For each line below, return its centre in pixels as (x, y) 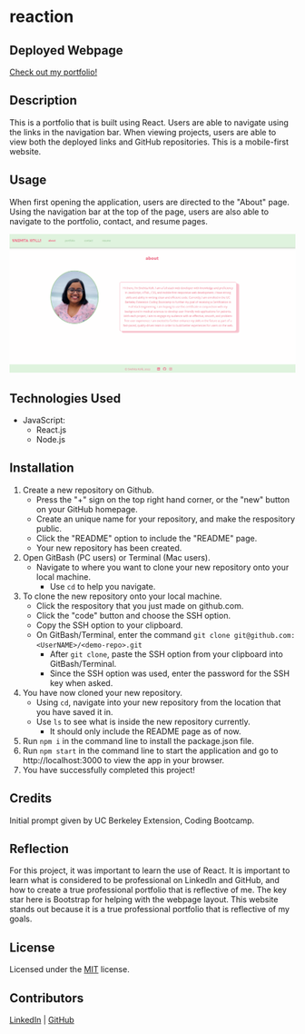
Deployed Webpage (66, 50)
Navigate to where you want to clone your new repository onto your (162, 567)
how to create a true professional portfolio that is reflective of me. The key (148, 890)
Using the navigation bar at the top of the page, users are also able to (139, 212)
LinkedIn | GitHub (42, 1020)
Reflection (39, 849)
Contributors (47, 998)
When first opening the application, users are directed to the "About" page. (150, 202)
